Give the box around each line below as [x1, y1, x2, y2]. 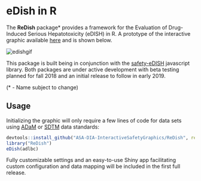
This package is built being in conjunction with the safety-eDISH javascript [6, 60, 190, 67]
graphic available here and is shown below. [6, 36, 112, 43]
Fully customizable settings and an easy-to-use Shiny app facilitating [6, 157, 176, 164]
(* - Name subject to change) [6, 83, 79, 90]
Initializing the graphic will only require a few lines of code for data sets [6, 117, 182, 124]
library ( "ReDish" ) [6, 140, 52, 146]
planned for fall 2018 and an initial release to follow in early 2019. [6, 72, 166, 79]
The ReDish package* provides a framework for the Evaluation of [6, 24, 167, 31]
